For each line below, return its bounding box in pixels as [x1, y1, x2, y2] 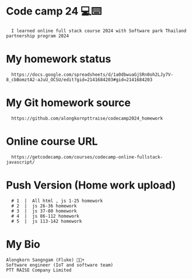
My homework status [6, 53, 111, 66]
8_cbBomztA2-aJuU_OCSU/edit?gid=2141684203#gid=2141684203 [6, 76, 153, 82]
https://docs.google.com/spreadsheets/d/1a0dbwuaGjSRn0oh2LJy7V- [11, 71, 174, 78]
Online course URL [6, 135, 98, 148]
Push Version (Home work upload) [6, 179, 176, 191]
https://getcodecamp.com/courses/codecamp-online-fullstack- [11, 154, 163, 160]
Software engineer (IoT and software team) [6, 262, 114, 268]
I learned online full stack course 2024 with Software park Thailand [11, 27, 187, 34]
